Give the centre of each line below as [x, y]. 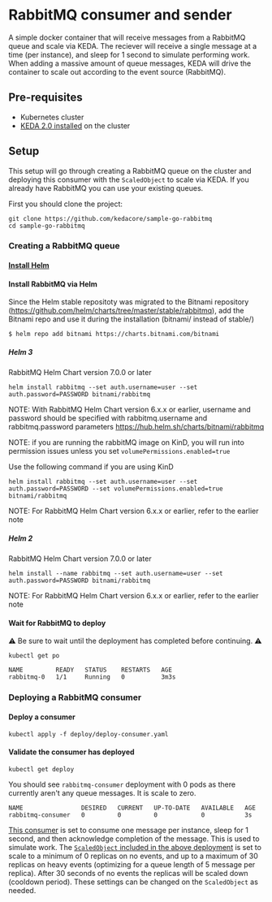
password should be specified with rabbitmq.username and [108, 418]
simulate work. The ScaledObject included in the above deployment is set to [135, 847]
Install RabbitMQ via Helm [53, 284]
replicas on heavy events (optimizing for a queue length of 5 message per [132, 864]
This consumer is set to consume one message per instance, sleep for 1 [129, 830]
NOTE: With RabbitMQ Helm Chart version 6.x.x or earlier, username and [130, 410]
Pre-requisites [45, 98]
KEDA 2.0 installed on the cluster [75, 125]
